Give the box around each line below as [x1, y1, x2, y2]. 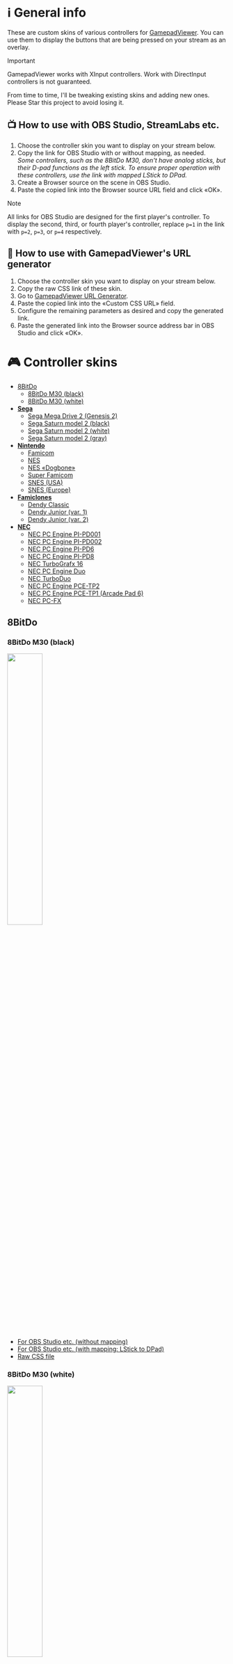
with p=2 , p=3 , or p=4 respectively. [7, 227, 102, 236]
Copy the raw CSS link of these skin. [17, 284, 122, 292]
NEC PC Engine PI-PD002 [27, 537, 102, 545]
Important [7, 56, 35, 65]
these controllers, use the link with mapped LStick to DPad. [17, 170, 188, 179]
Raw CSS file [17, 1352, 55, 1361]
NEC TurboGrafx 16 [27, 559, 83, 568]
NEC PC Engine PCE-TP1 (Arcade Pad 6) [27, 589, 144, 598]
